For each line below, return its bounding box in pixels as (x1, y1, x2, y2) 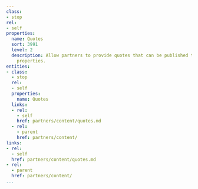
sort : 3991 (11, 42, 38, 48)
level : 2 (11, 47, 33, 53)
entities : (6, 63, 31, 69)
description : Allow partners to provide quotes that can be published (11, 52, 189, 58)
